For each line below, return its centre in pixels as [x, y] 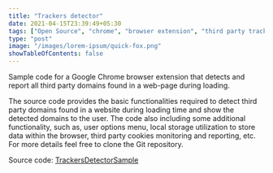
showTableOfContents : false [56, 54]
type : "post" [30, 39]
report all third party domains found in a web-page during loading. [119, 85]
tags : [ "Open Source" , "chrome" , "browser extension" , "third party [127, 31]
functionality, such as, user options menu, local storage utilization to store [132, 127]
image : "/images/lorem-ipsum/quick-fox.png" [85, 46]
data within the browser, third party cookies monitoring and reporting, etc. [132, 136]
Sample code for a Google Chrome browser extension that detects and [127, 77]
